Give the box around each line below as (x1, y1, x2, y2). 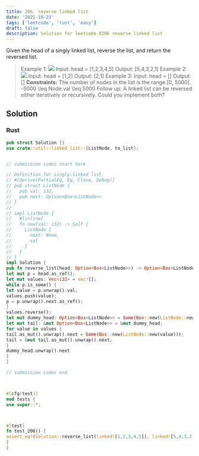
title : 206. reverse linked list (6, 8, 89, 15)
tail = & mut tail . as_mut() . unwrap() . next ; (6, 337, 113, 343)
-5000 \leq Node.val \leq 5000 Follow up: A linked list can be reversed (20, 85, 192, 92)
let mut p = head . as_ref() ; (6, 271, 76, 277)
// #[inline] (6, 216, 44, 222)
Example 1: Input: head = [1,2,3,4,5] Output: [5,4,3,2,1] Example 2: (20, 66, 187, 73)
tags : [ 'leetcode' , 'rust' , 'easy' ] (6, 20, 97, 25)
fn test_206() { (6, 428, 46, 434)
